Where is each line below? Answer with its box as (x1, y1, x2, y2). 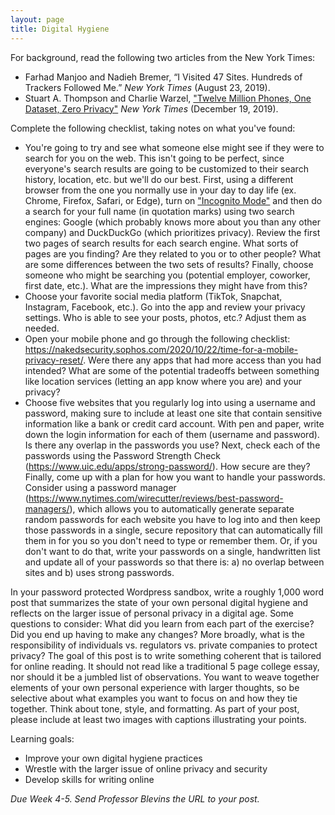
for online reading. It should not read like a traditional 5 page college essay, (10, 660, 320, 672)
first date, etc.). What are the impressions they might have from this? (24, 279, 308, 291)
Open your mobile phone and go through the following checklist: (24, 332, 291, 345)
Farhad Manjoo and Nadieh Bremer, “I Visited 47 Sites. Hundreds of (24, 71, 303, 83)
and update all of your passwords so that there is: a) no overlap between (24, 556, 325, 568)
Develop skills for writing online (24, 773, 155, 785)
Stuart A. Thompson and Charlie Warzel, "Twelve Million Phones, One (24, 92, 312, 104)
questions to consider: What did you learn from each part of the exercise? (10, 617, 315, 630)
